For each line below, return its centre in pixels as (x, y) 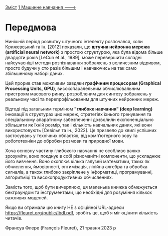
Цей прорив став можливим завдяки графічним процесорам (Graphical (83, 83)
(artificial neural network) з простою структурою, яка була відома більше (84, 52)
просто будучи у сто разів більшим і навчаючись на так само (71, 68)
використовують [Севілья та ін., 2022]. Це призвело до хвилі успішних (81, 130)
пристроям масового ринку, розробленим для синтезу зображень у (78, 94)
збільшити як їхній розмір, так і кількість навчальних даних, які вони (78, 125)
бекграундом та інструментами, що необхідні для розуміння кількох (79, 192)
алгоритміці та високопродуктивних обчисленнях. (59, 177)
